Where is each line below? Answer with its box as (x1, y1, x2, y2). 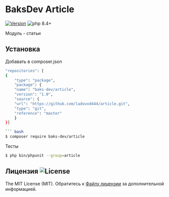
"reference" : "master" (14, 111, 62, 116)
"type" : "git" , (14, 106, 47, 111)
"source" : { (14, 96, 39, 102)
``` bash (5, 129, 24, 135)
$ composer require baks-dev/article (5, 134, 85, 139)
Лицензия (5, 167, 38, 176)
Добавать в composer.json (5, 58, 62, 64)
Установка (5, 45, 40, 54)
